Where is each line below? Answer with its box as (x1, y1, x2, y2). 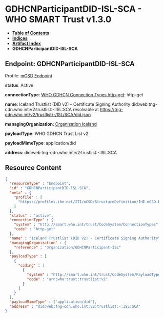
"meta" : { (9, 190, 32, 195)
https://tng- (100, 106, 123, 112)
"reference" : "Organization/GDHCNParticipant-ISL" (14, 245, 121, 250)
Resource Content (5, 164, 61, 172)
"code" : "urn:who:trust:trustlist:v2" (26, 276, 108, 282)
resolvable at (73, 106, 99, 112)
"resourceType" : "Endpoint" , (9, 181, 71, 186)
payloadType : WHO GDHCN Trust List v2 (5, 131, 89, 136)
